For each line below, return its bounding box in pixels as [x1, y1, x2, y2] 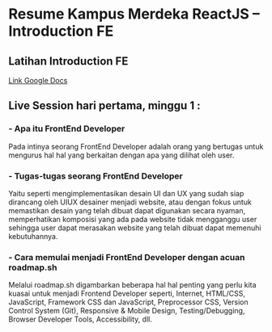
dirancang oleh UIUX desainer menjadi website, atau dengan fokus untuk [8, 197, 253, 207]
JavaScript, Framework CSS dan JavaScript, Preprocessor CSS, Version [8, 297, 249, 307]
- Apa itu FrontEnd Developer [8, 123, 125, 134]
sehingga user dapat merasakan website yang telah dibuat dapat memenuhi [8, 223, 261, 233]
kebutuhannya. [8, 231, 58, 241]
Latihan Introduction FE [8, 54, 129, 68]
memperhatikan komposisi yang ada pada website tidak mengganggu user [8, 214, 257, 224]
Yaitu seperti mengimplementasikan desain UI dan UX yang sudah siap [8, 188, 244, 198]
